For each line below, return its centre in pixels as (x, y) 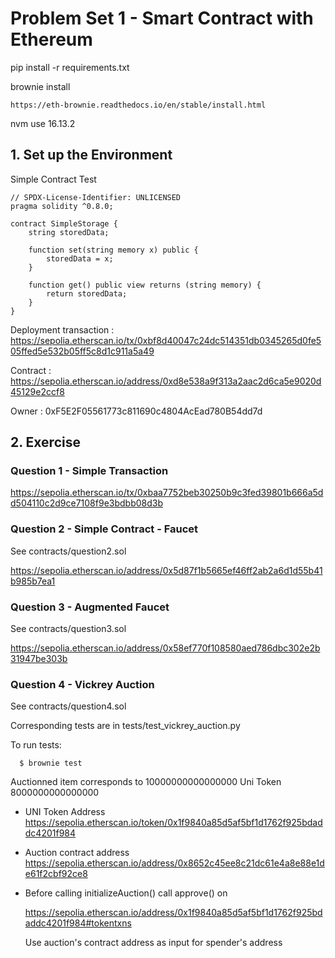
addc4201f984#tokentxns (78, 923)
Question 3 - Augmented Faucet (90, 607)
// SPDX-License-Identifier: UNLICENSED (96, 197)
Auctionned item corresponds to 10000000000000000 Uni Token (146, 782)
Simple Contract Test (53, 179)
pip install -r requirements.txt (70, 67)
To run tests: (36, 745)
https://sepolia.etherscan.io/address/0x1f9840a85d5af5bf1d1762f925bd (173, 913)
